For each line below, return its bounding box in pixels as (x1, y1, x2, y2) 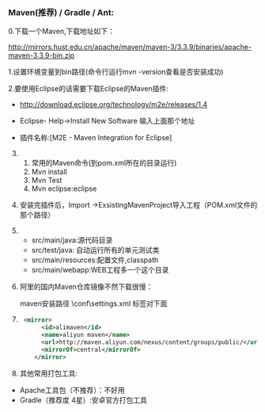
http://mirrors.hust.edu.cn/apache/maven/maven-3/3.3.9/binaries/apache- (8, 42, 252, 52)
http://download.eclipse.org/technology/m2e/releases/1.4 (19, 100, 208, 109)
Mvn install (31, 167, 67, 177)
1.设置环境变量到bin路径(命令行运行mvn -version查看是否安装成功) (8, 67, 224, 77)
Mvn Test (31, 176, 62, 185)
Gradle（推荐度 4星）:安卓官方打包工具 (19, 395, 148, 405)
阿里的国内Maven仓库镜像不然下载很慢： (19, 282, 153, 292)
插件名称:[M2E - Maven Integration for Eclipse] (19, 133, 172, 143)
